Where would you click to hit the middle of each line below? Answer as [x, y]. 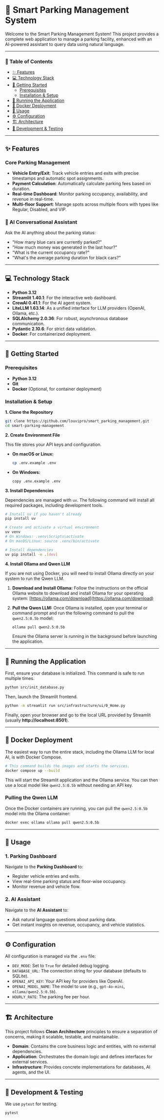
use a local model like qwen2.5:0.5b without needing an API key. [69, 785]
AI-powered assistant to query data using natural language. [65, 44]
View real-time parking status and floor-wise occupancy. [69, 882]
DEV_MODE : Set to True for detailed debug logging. [61, 966]
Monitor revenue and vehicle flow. [46, 887]
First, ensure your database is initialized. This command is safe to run [75, 673]
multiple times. [20, 678]
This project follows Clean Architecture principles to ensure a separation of [81, 1032]
